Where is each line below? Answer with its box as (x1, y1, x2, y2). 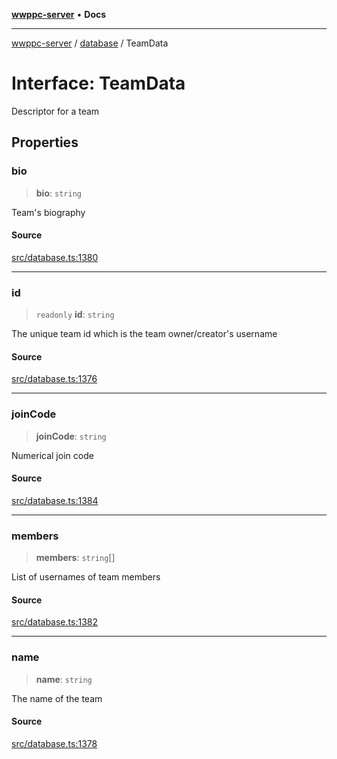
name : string (35, 673, 93, 685)
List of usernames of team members (11, 571, 161, 583)
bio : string (35, 187, 82, 199)
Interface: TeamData (11, 72, 186, 95)
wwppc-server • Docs (11, 9, 107, 20)
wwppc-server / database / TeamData (11, 37, 169, 49)
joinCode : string (35, 430, 107, 442)
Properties (11, 134, 79, 151)
